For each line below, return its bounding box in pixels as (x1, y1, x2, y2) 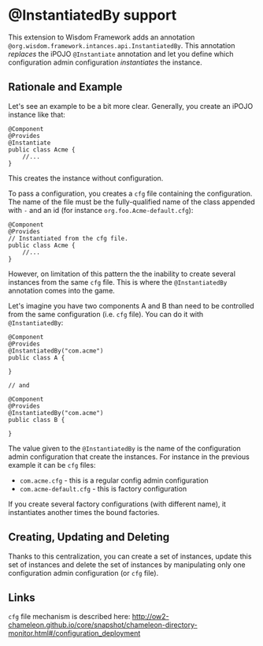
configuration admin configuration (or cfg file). (8, 568, 159, 577)
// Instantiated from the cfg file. (8, 234, 128, 242)
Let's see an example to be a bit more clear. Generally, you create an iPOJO (8, 101, 254, 110)
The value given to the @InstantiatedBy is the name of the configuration (8, 443, 242, 453)
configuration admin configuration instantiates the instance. (8, 58, 202, 67)
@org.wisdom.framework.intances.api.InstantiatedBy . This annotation (8, 40, 235, 50)
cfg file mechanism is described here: (8, 612, 131, 622)
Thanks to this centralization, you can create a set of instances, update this (8, 551, 252, 561)
